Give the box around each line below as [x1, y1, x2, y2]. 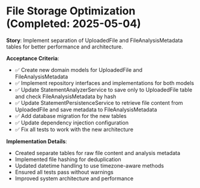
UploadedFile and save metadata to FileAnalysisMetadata [14, 106, 157, 113]
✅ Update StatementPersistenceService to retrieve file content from [14, 99, 183, 106]
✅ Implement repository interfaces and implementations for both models [14, 79, 194, 86]
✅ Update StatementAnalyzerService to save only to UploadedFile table [14, 86, 193, 93]
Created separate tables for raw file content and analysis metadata [14, 149, 181, 156]
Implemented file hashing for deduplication [14, 156, 121, 163]
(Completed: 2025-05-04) [6, 17, 141, 31]
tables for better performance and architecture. [6, 43, 123, 50]
